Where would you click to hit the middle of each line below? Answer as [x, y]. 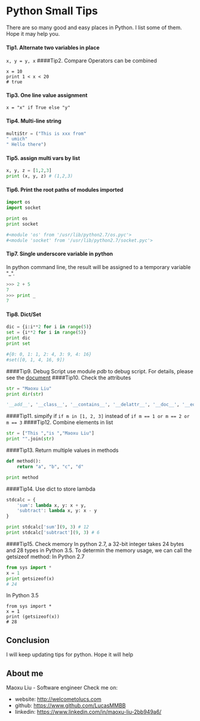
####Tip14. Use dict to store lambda [51, 489]
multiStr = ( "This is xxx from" [46, 133]
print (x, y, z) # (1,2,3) [40, 176]
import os [18, 202]
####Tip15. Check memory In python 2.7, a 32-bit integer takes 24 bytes [95, 544]
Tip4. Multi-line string [34, 121]
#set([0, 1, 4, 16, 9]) [36, 360]
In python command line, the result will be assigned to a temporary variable [99, 267]
